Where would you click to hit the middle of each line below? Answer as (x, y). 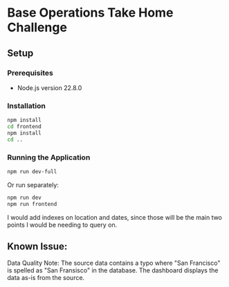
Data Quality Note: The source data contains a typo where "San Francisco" (114, 263)
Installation (27, 105)
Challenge (37, 27)
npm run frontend (32, 204)
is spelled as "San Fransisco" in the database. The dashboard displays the (113, 270)
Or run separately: (33, 184)
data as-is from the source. (46, 278)
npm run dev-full (32, 171)
